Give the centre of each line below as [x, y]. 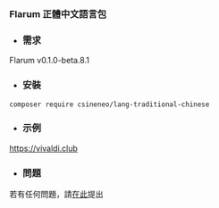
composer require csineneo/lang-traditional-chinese [109, 104]
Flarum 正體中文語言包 [58, 13]
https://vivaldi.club [44, 148]
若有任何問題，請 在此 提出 [56, 195]
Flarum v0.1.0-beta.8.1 [49, 61]
